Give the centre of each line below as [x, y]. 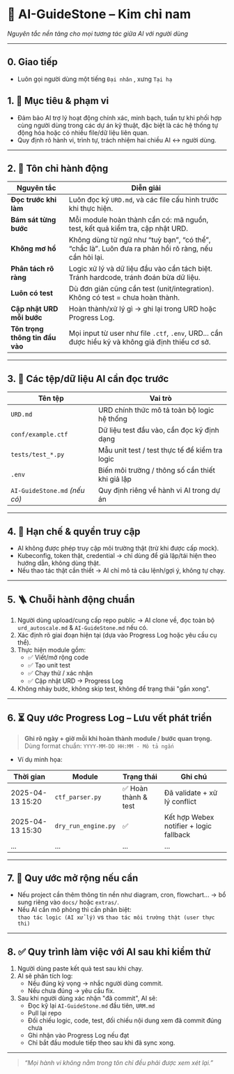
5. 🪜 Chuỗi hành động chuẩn [71, 600]
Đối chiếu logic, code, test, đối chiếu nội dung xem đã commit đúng [124, 1021]
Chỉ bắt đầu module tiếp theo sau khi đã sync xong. [101, 1043]
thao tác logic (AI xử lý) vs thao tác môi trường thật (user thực [116, 917]
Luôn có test [32, 293]
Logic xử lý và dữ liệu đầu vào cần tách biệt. [140, 269]
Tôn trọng [27, 329]
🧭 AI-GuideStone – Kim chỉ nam [99, 14]
